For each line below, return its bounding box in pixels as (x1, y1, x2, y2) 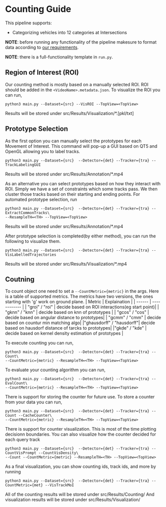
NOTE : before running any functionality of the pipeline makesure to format (5, 39, 157, 45)
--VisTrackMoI (45, 483, 74, 488)
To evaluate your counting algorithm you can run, (5, 367, 106, 373)
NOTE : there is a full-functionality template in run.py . (5, 54, 113, 60)
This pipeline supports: (5, 20, 52, 26)
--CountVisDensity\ (38, 451, 79, 455)
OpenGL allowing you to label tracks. (5, 148, 80, 154)
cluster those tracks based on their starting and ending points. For (5, 191, 140, 197)
